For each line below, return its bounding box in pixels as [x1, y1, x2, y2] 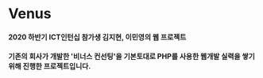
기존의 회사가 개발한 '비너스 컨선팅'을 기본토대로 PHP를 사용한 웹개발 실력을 [8, 52, 241, 61]
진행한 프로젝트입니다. [22, 61, 91, 71]
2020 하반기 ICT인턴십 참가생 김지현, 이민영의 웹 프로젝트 [8, 32, 187, 42]
